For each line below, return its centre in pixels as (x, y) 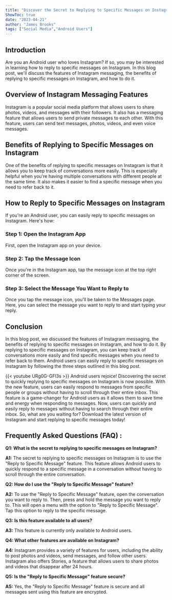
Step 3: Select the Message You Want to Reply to (67, 288)
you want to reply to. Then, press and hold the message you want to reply (83, 500)
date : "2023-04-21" (26, 19)
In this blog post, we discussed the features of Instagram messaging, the (82, 339)
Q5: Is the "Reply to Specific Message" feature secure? (65, 576)
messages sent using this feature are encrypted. (56, 592)
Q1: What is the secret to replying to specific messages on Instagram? (81, 448)
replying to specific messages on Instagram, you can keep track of (76, 350)
